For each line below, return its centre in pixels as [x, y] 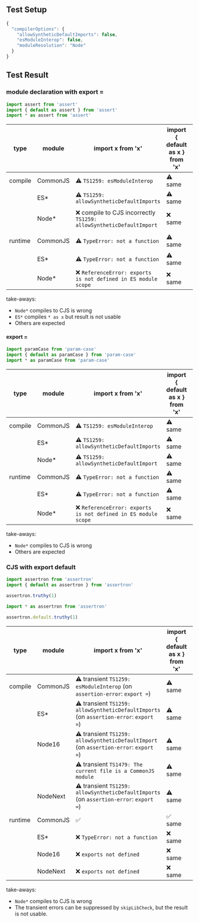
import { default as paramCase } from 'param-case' [71, 355]
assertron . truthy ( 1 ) [32, 596]
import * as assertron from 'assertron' [57, 607]
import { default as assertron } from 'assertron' [70, 585]
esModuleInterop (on [104, 686]
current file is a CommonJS [115, 771]
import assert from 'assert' [42, 104]
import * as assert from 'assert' [49, 115]
